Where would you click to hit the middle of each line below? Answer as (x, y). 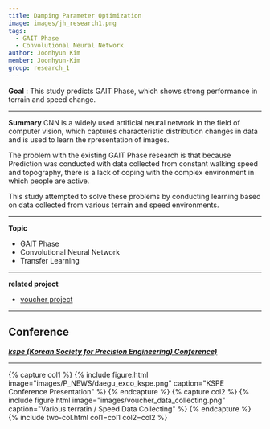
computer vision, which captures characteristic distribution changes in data (133, 131)
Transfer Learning (50, 260)
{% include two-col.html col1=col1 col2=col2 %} (88, 417)
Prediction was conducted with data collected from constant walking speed (133, 163)
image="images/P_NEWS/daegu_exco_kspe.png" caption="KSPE (117, 383)
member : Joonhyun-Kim (45, 61)
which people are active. (49, 181)
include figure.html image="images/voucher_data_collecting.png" (117, 400)
